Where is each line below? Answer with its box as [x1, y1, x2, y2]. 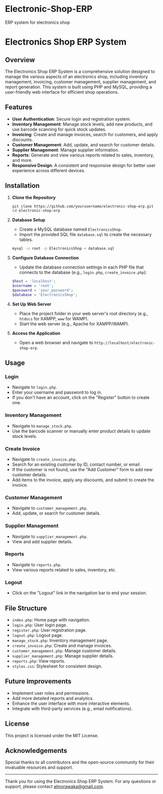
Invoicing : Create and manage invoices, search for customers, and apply [12, 131, 158, 137]
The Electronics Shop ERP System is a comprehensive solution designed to [5, 68, 155, 74]
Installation [5, 182, 40, 190]
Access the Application [12, 330, 61, 336]
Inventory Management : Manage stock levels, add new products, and [12, 121, 153, 127]
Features [5, 103, 33, 111]
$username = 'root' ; [12, 284, 54, 288]
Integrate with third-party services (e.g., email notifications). [12, 705, 133, 711]
